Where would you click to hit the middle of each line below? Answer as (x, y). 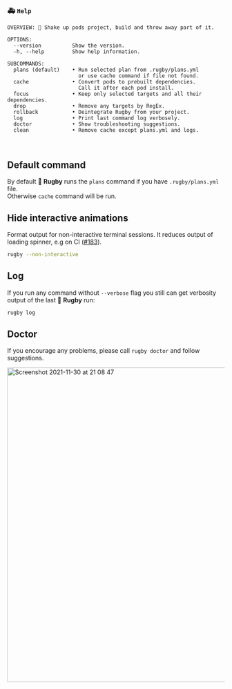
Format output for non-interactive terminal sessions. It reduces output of (110, 234)
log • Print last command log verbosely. (97, 118)
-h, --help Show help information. (77, 52)
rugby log (21, 313)
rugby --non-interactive (43, 254)
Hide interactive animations (68, 218)
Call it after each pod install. (126, 88)
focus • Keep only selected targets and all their (108, 94)
